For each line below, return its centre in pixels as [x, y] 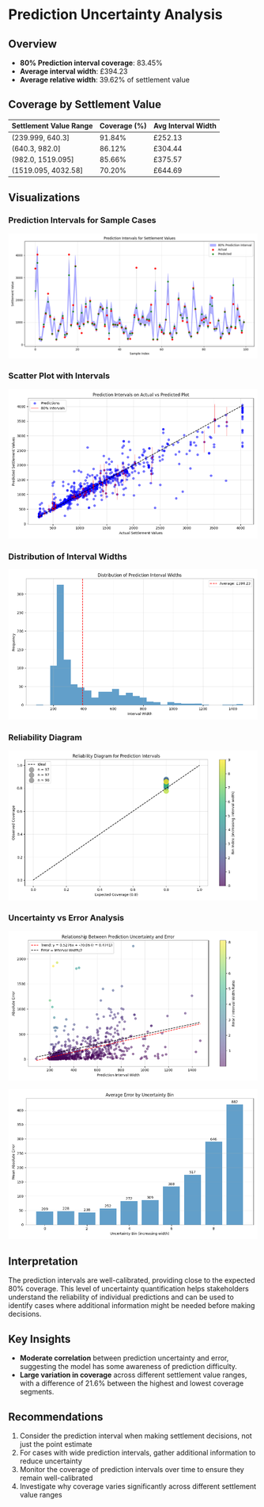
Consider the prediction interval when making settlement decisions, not [136, 1436]
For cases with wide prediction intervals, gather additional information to [138, 1453]
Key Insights [40, 1339]
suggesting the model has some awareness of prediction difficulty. [128, 1367]
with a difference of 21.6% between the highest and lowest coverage [132, 1383]
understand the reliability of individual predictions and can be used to [121, 1297]
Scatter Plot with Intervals [59, 376]
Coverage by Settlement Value [85, 105]
